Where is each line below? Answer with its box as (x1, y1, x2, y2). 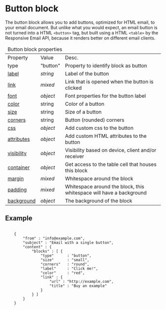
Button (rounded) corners (65, 116, 124, 123)
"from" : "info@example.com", (23, 235, 85, 241)
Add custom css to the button (65, 124, 134, 131)
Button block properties (7, 45, 63, 52)
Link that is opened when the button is (65, 78, 154, 85)
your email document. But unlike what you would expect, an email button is (5, 24, 158, 30)
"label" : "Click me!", (40, 266, 98, 271)
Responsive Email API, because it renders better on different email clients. (5, 35, 156, 41)
